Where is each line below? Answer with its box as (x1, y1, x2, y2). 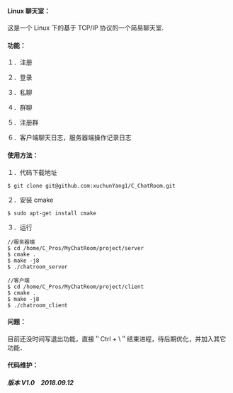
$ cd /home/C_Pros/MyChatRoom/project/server (7, 244, 144, 251)
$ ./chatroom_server (7, 263, 69, 270)
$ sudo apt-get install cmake (7, 210, 97, 217)
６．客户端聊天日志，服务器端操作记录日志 (7, 133, 132, 142)
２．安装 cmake (7, 195, 54, 204)
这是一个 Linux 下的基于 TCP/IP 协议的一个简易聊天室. (7, 23, 164, 32)
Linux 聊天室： (7, 6, 51, 15)
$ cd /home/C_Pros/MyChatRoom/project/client (7, 283, 144, 290)
